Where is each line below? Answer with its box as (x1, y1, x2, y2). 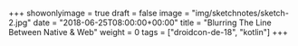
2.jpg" (8, 17, 32, 28)
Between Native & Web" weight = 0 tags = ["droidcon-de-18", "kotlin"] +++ (8, 27, 289, 37)
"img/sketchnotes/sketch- (191, 8, 289, 18)
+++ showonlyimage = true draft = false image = (8, 8, 190, 18)
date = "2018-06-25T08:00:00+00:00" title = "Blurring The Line (33, 17, 273, 28)
